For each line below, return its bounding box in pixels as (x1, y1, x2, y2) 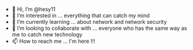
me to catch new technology (11, 31, 83, 38)
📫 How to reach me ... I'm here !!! (11, 37, 96, 45)
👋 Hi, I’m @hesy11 (11, 6, 56, 12)
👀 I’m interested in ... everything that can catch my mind (11, 12, 150, 19)
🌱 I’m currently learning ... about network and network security (11, 18, 167, 25)
